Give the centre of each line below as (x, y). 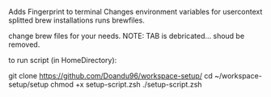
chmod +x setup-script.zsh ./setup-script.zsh (126, 84)
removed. (24, 44)
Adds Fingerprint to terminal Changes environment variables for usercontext (135, 12)
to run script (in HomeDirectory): (63, 60)
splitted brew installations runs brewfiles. (77, 20)
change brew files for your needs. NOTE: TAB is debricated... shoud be (127, 36)
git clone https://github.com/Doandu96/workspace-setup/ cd (110, 76)
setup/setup (29, 84)
